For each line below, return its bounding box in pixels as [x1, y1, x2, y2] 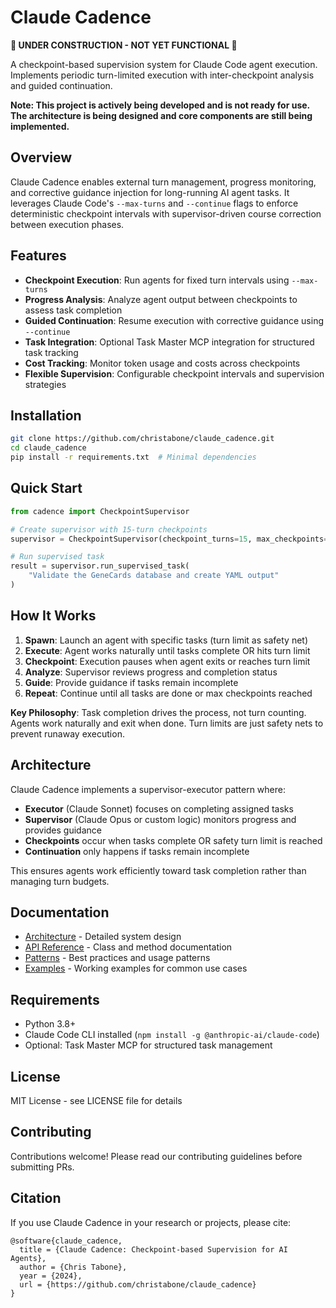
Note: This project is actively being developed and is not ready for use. [10, 99, 310, 111]
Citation [10, 1190, 62, 1207]
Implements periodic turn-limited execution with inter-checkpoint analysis [10, 69, 315, 81]
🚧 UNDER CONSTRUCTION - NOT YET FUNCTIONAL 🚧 [10, 39, 238, 51]
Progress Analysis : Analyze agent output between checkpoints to [24, 293, 298, 305]
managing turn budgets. [10, 875, 110, 887]
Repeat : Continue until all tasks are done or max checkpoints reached [24, 687, 313, 699]
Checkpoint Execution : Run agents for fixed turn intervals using [24, 274, 290, 286]
